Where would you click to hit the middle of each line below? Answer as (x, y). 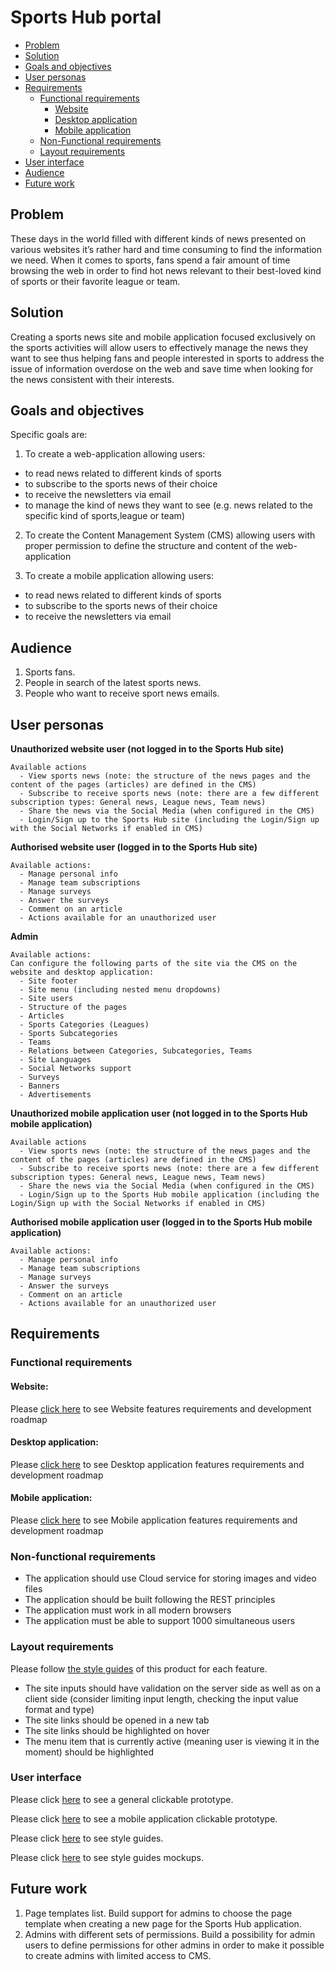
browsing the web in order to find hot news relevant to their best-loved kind (166, 270)
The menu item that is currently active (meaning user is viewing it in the (172, 1741)
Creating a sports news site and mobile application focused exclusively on (163, 337)
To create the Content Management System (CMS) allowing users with (170, 535)
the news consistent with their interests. (92, 379)
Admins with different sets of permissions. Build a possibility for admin (170, 1934)
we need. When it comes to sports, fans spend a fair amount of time (150, 260)
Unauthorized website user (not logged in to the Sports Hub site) (147, 749)
